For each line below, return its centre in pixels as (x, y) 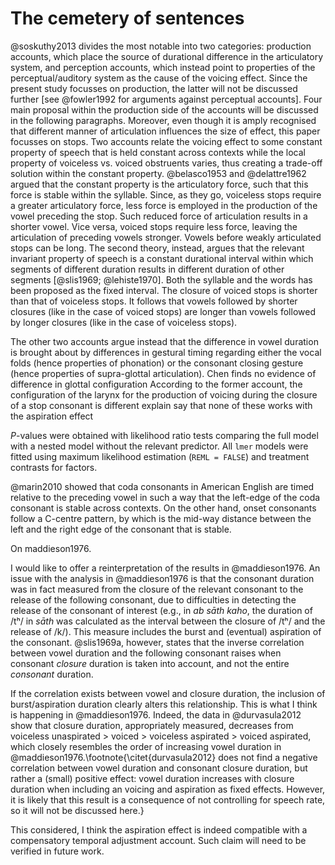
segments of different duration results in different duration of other (147, 269)
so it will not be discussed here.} (77, 810)
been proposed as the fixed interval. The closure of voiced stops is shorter (164, 290)
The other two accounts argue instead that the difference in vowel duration (164, 341)
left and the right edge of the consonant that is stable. (121, 529)
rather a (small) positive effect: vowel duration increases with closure (152, 778)
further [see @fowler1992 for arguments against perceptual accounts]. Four (166, 99)
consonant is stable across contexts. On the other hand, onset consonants (163, 508)
